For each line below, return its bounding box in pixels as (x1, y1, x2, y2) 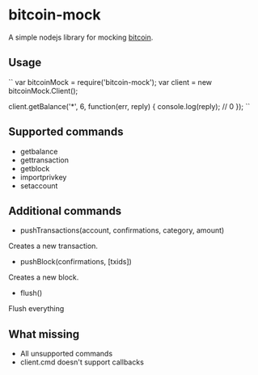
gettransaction (19, 155, 69, 165)
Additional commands (8, 204, 122, 217)
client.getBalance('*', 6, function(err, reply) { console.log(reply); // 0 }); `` (8, 101, 251, 111)
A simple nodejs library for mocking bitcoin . (8, 32, 154, 42)
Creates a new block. (8, 272, 79, 282)
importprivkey (19, 172, 67, 182)
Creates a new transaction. (8, 241, 99, 251)
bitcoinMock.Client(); (8, 86, 78, 95)
